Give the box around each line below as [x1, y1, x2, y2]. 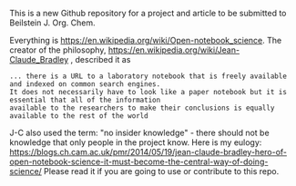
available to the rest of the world [9, 112, 148, 121]
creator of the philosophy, [9, 44, 107, 55]
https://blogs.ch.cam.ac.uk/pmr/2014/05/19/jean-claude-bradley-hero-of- [9, 147, 288, 157]
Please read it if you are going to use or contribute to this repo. [44, 166, 280, 176]
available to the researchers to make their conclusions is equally [9, 103, 275, 113]
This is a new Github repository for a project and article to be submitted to [9, 8, 287, 18]
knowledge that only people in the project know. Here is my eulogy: [9, 137, 262, 148]
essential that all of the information [9, 95, 161, 104]
